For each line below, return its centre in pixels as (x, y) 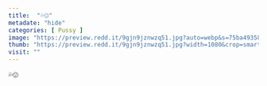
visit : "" (25, 52)
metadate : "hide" (37, 23)
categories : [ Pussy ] (46, 30)
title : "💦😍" (31, 15)
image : (19, 37)
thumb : (19, 45)
